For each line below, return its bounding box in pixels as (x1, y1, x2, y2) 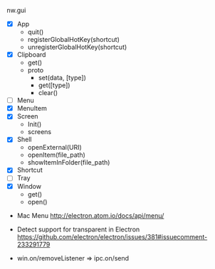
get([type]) (38, 81, 70, 89)
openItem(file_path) (27, 150, 86, 159)
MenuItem (16, 104, 47, 113)
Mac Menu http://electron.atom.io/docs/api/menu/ (16, 211, 164, 219)
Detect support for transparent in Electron (16, 225, 140, 234)
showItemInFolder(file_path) (27, 158, 110, 167)
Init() (27, 120, 42, 128)
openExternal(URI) (27, 143, 83, 152)
